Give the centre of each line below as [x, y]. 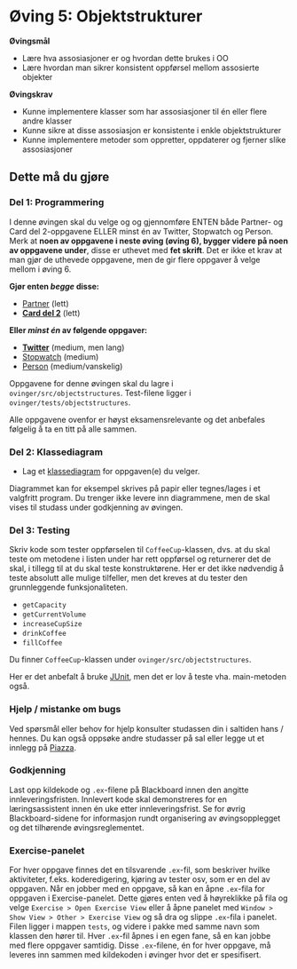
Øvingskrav [31, 94]
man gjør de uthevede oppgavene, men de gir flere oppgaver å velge [135, 259]
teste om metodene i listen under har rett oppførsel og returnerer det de [141, 559]
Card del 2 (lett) [51, 313]
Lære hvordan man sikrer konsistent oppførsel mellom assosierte [141, 68]
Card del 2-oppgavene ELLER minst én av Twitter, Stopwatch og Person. [141, 231]
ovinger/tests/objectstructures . [70, 402]
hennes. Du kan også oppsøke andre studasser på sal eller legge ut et [137, 738]
